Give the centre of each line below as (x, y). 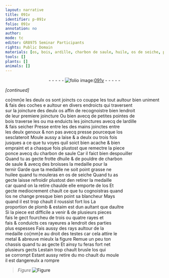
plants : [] (17, 61)
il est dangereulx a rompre (32, 260)
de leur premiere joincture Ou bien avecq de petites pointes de (70, 116)
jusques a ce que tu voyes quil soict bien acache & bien (63, 143)
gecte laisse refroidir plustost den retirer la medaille (59, 180)
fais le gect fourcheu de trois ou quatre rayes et (55, 218)
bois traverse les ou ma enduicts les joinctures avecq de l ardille (71, 121)
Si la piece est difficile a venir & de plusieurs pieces (58, 213)
